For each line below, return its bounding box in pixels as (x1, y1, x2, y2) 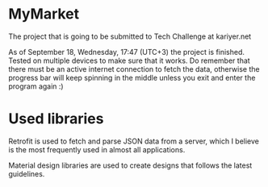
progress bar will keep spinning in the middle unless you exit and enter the (8, 73, 256, 82)
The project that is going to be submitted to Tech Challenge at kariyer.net (8, 31, 252, 41)
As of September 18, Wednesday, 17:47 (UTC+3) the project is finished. (8, 47, 245, 56)
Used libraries (8, 110, 104, 128)
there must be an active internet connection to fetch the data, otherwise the (8, 64, 260, 73)
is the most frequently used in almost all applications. (8, 144, 186, 154)
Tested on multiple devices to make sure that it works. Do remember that (8, 56, 250, 65)
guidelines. (8, 168, 45, 178)
